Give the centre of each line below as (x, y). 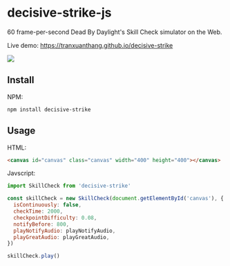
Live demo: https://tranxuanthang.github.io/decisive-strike (90, 45)
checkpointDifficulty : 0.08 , (55, 218)
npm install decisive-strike (49, 109)
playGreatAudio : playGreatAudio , (61, 237)
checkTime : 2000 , (38, 212)
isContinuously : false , (47, 205)
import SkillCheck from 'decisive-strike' (69, 186)
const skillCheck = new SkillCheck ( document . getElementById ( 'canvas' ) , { (116, 199)
